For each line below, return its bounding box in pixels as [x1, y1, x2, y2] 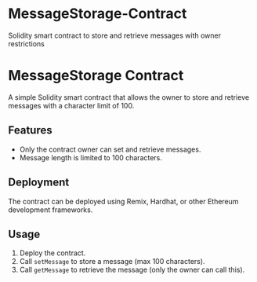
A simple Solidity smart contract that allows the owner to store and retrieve [8, 92, 249, 102]
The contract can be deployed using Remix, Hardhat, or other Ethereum [8, 196, 239, 206]
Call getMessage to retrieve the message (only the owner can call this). [19, 265, 245, 275]
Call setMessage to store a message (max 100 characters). [19, 257, 205, 266]
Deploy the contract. [19, 248, 86, 258]
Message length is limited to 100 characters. [19, 152, 163, 162]
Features [8, 123, 52, 137]
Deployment [8, 176, 70, 189]
